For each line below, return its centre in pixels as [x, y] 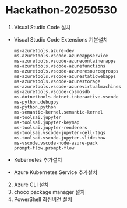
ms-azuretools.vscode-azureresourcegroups [66, 71]
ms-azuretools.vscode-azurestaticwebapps [65, 76]
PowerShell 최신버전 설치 [43, 199]
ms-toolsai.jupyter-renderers [51, 127]
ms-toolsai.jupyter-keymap [47, 122]
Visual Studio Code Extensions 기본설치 [61, 39]
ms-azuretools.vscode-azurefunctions [60, 66]
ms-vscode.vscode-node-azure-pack [56, 143]
